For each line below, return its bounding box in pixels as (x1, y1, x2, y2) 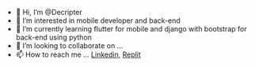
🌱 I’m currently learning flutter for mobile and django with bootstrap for (15, 24, 247, 33)
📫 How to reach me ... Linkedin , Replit (15, 50, 141, 59)
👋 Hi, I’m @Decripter (15, 8, 83, 17)
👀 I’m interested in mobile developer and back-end (15, 16, 181, 25)
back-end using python (15, 32, 93, 42)
